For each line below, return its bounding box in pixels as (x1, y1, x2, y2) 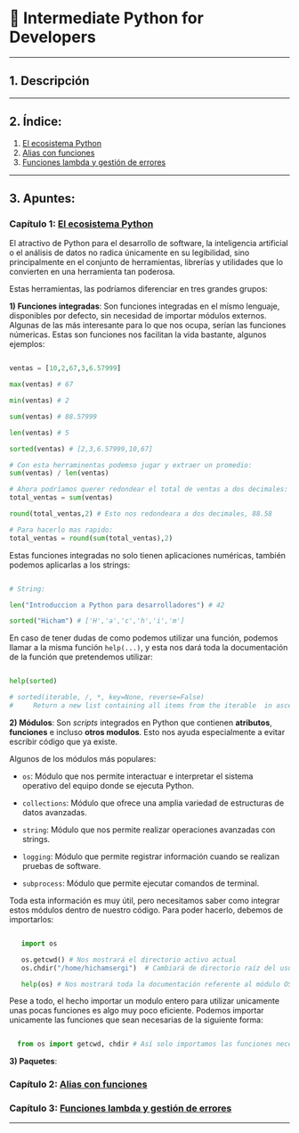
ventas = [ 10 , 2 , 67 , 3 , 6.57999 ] (9, 364, 122, 373)
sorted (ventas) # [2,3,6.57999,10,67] (9, 444, 153, 453)
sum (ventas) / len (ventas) (9, 468, 109, 478)
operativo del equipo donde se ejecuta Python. (21, 780, 194, 790)
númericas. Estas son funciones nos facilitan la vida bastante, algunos (9, 329, 267, 340)
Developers (9, 27, 96, 47)
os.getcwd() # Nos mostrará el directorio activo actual (20, 955, 238, 964)
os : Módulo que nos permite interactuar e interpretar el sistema (21, 771, 254, 782)
